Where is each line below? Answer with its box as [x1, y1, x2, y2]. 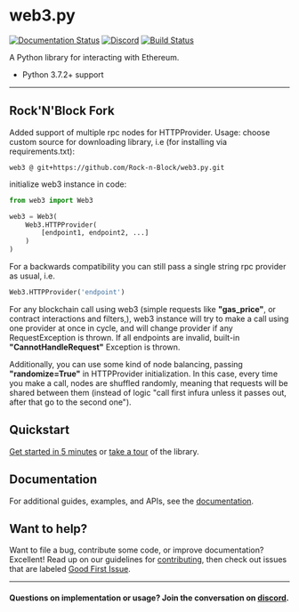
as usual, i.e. [9, 270, 55, 281]
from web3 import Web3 [9, 196, 93, 205]
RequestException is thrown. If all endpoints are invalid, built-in [9, 332, 240, 342]
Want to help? [9, 521, 88, 536]
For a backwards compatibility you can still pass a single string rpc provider [9, 262, 287, 271]
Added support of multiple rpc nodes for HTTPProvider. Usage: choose [9, 126, 271, 138]
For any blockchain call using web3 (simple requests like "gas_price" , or [9, 303, 276, 314]
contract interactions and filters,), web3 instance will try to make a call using [9, 313, 289, 324]
